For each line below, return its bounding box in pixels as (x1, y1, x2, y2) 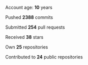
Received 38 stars (5, 34, 44, 40)
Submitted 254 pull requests (5, 24, 65, 30)
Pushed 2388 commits (5, 14, 53, 20)
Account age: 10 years (5, 5, 52, 10)
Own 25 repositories (5, 44, 48, 50)
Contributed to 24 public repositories (5, 54, 83, 60)
